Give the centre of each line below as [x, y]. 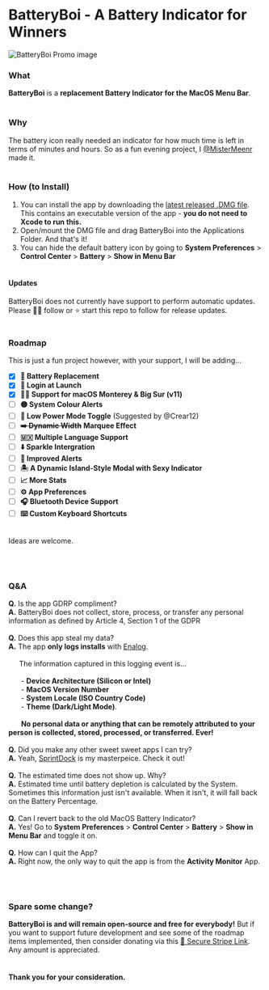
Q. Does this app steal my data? [61, 638]
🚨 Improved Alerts [51, 458]
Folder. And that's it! [53, 239]
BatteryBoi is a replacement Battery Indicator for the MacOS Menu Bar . [130, 93]
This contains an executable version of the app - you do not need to [134, 213]
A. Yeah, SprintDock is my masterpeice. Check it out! [97, 759]
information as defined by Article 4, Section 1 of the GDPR [105, 621]
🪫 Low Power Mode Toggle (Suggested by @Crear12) [109, 416]
